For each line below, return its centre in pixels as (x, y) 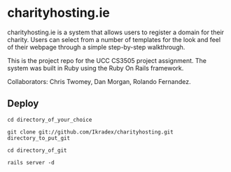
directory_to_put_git (39, 138)
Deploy (23, 104)
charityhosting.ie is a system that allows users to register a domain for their (116, 32)
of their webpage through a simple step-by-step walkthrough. (96, 47)
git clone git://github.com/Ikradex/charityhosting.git (90, 132)
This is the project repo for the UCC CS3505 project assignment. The (107, 60)
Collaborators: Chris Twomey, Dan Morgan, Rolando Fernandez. (99, 81)
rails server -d (31, 162)
